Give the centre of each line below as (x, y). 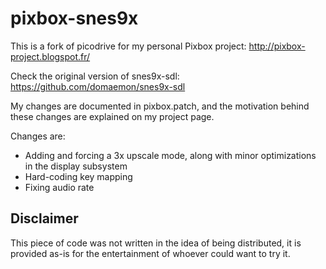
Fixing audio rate (59, 187)
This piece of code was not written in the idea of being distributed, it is (156, 243)
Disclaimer (44, 218)
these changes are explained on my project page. (112, 116)
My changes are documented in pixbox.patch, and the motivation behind (160, 106)
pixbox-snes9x (74, 18)
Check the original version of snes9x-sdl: (95, 76)
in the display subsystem (76, 166)
